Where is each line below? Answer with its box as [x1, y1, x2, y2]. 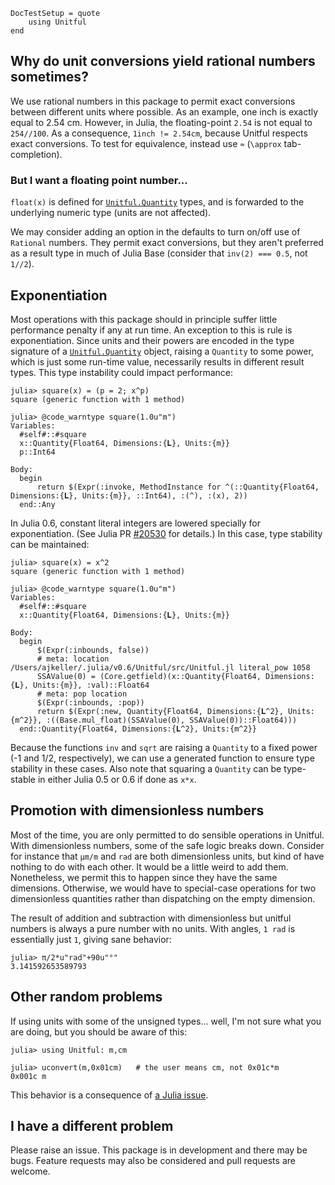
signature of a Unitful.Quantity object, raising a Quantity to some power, [10, 345, 314, 357]
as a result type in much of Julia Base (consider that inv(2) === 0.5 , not [10, 247, 308, 259]
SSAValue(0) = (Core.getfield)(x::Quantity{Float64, [36, 671, 262, 681]
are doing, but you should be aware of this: [10, 1025, 188, 1038]
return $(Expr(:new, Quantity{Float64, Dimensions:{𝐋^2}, [36, 706, 284, 716]
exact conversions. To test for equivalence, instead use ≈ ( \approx [10, 137, 282, 149]
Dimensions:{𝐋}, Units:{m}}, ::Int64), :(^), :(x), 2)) [10, 490, 248, 501]
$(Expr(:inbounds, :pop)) [36, 697, 145, 708]
